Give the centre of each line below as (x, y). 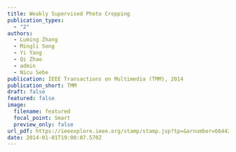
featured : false (31, 99)
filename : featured (42, 111)
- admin (25, 66)
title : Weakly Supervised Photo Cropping (69, 14)
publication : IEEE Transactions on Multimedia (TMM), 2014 (96, 79)
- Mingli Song (34, 46)
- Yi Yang (28, 53)
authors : (20, 33)
